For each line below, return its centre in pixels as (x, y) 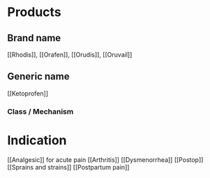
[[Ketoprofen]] (28, 93)
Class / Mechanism (40, 111)
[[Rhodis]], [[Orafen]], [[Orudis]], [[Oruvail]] (70, 54)
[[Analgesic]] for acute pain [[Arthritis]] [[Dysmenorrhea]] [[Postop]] (105, 160)
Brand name (34, 38)
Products (34, 12)
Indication (37, 140)
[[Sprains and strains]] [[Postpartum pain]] (68, 167)
